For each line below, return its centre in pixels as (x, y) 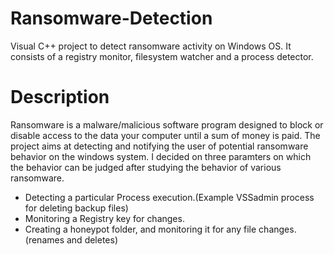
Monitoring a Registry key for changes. (104, 218)
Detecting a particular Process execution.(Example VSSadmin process (169, 197)
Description (60, 97)
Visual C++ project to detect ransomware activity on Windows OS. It (151, 46)
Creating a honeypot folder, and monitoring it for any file (140, 229)
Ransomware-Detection (111, 18)
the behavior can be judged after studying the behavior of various (146, 167)
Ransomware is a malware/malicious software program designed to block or (167, 124)
